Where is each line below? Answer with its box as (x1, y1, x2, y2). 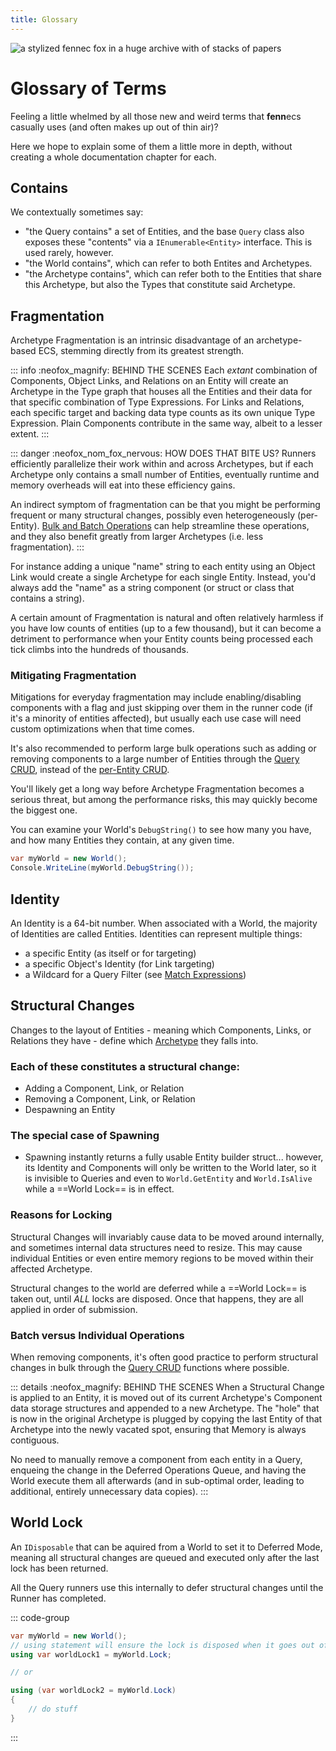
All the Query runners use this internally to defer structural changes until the (10, 1581, 324, 1593)
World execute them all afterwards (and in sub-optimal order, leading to (10, 1475, 305, 1487)
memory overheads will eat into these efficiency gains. (10, 479, 236, 491)
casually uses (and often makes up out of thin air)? (10, 121, 219, 133)
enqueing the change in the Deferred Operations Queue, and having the (10, 1464, 307, 1476)
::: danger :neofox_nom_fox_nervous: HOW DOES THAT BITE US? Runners (10, 447, 317, 460)
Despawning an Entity (24, 1104, 116, 1116)
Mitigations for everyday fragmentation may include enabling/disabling (10, 691, 302, 703)
